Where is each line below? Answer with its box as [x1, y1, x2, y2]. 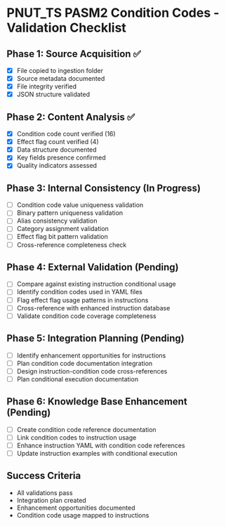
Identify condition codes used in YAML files [16, 288, 143, 296]
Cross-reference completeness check [16, 240, 127, 249]
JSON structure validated [16, 90, 91, 99]
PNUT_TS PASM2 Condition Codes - [6, 5, 220, 21]
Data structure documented [16, 145, 97, 154]
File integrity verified [16, 82, 77, 91]
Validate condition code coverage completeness [16, 311, 157, 320]
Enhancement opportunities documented [16, 504, 135, 512]
